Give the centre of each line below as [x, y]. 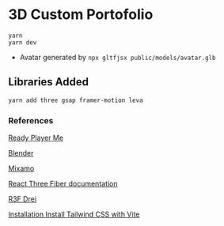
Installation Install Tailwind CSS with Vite [74, 214]
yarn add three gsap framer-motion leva [76, 100]
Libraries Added [49, 82]
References [31, 120]
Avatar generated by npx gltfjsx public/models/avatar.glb [118, 57]
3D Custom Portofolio [81, 15]
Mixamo [21, 168]
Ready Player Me [36, 137]
